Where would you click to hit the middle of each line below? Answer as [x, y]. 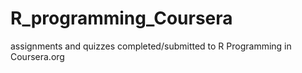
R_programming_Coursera [121, 18]
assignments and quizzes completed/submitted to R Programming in [151, 46]
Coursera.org [37, 56]
